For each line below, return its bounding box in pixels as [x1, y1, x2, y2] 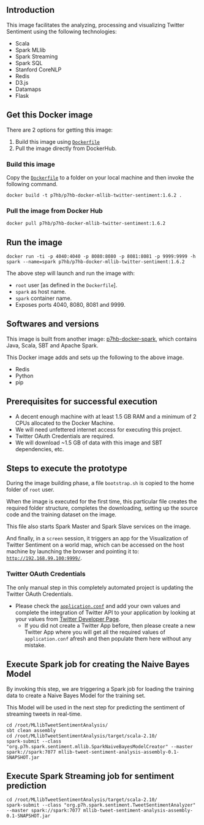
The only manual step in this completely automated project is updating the [6, 583, 194, 591]
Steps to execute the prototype [6, 464, 127, 474]
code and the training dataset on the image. [6, 511, 117, 518]
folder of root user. [6, 486, 55, 494]
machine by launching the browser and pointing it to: [6, 548, 140, 555]
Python [15, 372, 34, 379]
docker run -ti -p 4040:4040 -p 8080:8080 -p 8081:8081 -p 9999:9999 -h [6, 253, 196, 260]
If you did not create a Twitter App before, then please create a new [24, 622, 196, 629]
